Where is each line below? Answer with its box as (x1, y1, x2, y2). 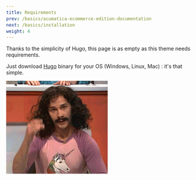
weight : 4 (6, 28, 31, 34)
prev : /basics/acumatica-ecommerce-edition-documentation (6, 15, 152, 22)
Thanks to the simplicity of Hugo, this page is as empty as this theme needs (6, 45, 191, 53)
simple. (6, 69, 24, 76)
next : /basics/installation (6, 22, 76, 28)
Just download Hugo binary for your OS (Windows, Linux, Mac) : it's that (6, 63, 183, 70)
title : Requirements (6, 9, 57, 15)
